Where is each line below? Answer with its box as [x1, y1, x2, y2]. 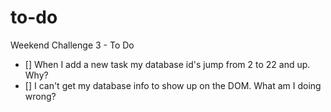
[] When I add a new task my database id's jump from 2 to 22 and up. [24, 58, 311, 70]
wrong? [24, 90, 57, 102]
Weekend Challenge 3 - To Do [10, 39, 135, 51]
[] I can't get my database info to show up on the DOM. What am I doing [24, 79, 322, 91]
